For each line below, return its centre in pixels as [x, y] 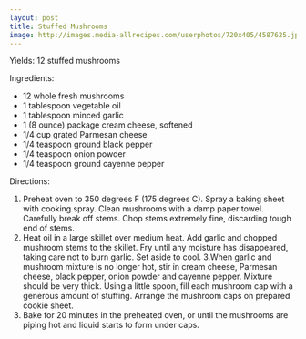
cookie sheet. [48, 305]
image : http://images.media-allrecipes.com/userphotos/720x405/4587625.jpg [156, 35]
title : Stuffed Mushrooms [58, 26]
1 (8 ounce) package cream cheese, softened [107, 125]
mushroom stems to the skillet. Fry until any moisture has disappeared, [155, 248]
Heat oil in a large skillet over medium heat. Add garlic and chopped [150, 238]
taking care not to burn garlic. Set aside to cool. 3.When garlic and [147, 257]
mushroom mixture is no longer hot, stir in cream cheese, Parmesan [150, 267]
